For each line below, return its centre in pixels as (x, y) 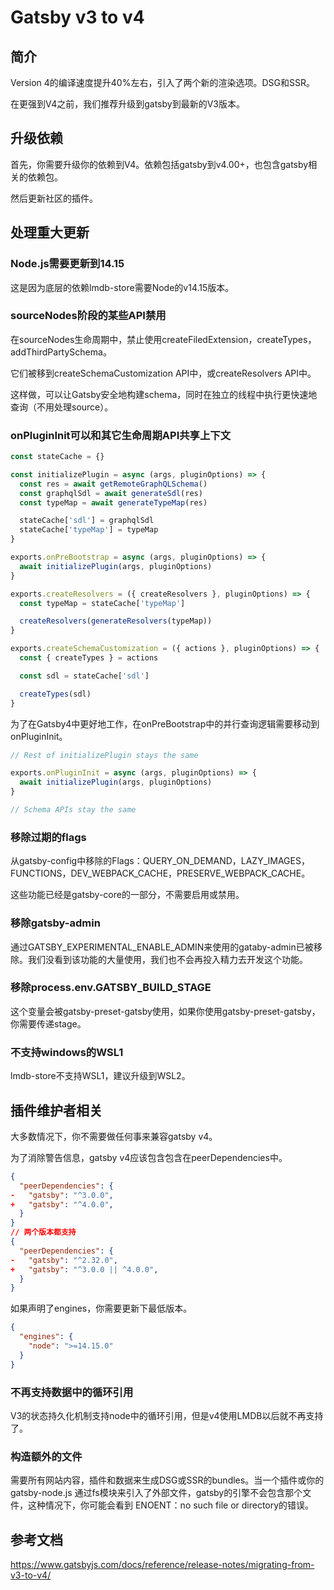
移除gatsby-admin (55, 923)
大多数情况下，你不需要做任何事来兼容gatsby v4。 (114, 1136)
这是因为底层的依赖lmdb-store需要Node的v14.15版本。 (122, 287)
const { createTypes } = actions (89, 658)
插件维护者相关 (56, 1110)
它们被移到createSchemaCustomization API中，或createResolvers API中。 (163, 373)
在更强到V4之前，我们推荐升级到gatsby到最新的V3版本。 (127, 104)
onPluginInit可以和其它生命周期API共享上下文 (121, 435)
